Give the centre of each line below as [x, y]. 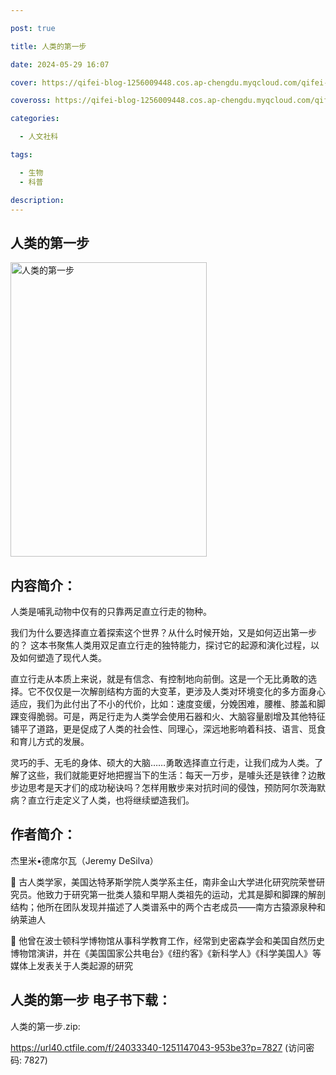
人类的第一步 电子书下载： [91, 1000]
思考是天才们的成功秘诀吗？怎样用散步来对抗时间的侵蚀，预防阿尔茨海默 [176, 787]
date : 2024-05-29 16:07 [60, 64]
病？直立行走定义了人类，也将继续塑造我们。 [102, 800]
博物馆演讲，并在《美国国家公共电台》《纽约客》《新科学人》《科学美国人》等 [166, 953]
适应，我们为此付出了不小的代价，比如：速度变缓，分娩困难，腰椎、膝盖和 [163, 704]
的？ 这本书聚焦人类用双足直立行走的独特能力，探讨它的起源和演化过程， [160, 645]
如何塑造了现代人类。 [62, 657]
